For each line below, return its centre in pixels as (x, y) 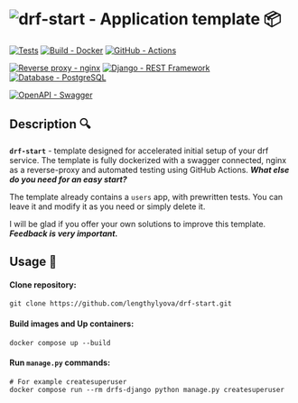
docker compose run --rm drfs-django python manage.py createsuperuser (147, 389)
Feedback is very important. (64, 234)
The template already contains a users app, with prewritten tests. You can (146, 197)
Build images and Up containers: (72, 324)
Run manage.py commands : (60, 362)
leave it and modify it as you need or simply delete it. (107, 206)
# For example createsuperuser (68, 381)
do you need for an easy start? (69, 179)
